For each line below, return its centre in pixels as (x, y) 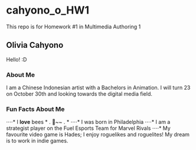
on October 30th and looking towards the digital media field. (79, 94)
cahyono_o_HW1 (48, 10)
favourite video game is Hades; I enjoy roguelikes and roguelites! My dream (98, 135)
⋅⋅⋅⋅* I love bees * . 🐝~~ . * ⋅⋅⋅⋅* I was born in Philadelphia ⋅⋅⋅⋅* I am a (88, 122)
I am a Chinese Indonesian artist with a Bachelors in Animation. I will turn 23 (98, 88)
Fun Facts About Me (35, 109)
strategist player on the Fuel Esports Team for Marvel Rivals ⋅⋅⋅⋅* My (89, 128)
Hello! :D (17, 59)
